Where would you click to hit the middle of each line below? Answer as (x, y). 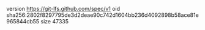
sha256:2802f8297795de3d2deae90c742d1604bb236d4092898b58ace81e (102, 15)
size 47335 (55, 21)
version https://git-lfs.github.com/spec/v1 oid (63, 9)
